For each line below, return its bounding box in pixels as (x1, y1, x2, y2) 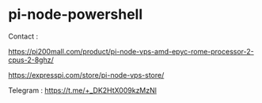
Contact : (8, 31, 38, 41)
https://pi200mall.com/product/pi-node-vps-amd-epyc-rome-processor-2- (8, 46, 255, 56)
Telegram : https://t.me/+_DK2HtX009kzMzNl (8, 85, 157, 95)
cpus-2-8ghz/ (8, 55, 54, 64)
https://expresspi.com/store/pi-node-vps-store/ (8, 70, 165, 79)
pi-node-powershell (8, 6, 143, 24)
